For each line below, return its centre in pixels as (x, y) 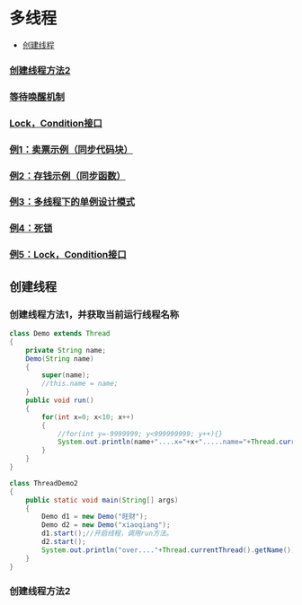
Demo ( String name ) (60, 359)
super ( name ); (66, 375)
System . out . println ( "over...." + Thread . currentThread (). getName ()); (170, 550)
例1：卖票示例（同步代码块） (71, 149)
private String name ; (66, 350)
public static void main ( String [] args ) (102, 500)
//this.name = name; (80, 384)
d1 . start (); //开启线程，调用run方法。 (107, 534)
